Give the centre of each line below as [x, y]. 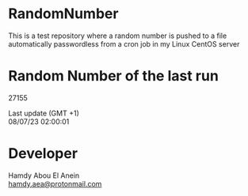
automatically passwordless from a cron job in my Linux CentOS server [124, 43]
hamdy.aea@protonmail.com [55, 183]
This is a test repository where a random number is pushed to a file [118, 36]
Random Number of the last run [114, 76]
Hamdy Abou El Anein [44, 175]
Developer [43, 154]
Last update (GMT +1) [44, 113]
